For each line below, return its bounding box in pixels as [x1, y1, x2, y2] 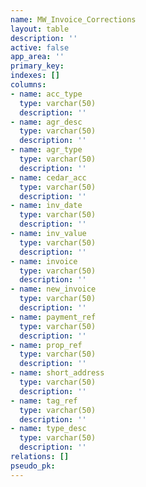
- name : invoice [10, 256, 78, 266]
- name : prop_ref [10, 340, 83, 350]
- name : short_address [10, 368, 105, 378]
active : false [10, 42, 70, 53]
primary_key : [10, 61, 65, 71]
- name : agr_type [10, 145, 83, 155]
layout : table [10, 24, 70, 34]
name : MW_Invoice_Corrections [10, 14, 137, 25]
